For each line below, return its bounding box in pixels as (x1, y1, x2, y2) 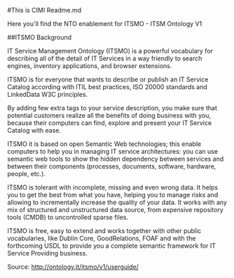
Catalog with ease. (7, 126, 62, 134)
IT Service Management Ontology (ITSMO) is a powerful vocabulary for (7, 47, 214, 55)
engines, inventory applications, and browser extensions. (7, 62, 172, 69)
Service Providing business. (7, 249, 88, 257)
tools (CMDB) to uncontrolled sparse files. (7, 213, 128, 221)
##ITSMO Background (7, 33, 72, 41)
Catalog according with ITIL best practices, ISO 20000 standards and (7, 83, 208, 91)
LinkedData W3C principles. (7, 91, 88, 98)
